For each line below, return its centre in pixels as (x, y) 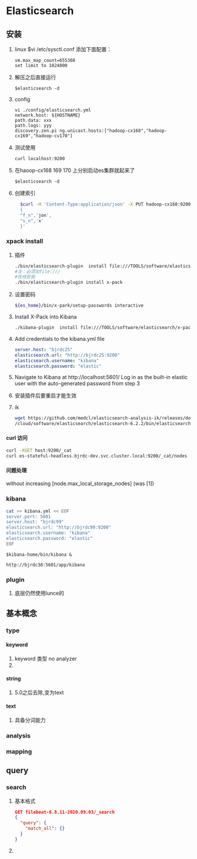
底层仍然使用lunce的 (39, 593)
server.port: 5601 (28, 516)
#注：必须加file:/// (37, 271)
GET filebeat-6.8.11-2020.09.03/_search (64, 812)
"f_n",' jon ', (36, 215)
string (14, 679)
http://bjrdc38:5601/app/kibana (45, 565)
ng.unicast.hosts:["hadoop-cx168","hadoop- (113, 131)
